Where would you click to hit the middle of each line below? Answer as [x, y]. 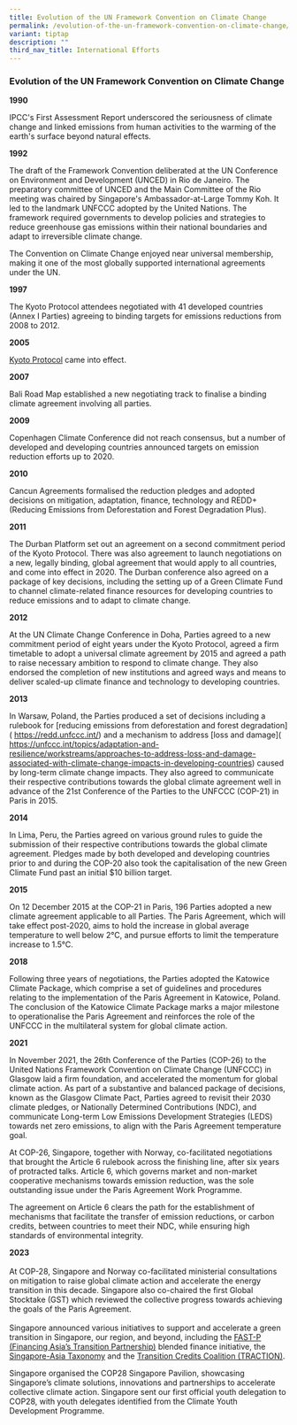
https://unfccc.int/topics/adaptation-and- [84, 744]
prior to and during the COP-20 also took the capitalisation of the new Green [148, 863]
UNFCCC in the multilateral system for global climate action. [118, 1026]
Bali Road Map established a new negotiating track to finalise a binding [138, 394]
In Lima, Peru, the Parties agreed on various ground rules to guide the [136, 835]
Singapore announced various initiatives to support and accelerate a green [145, 1328]
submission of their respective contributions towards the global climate [138, 844]
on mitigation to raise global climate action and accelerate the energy [135, 1281]
